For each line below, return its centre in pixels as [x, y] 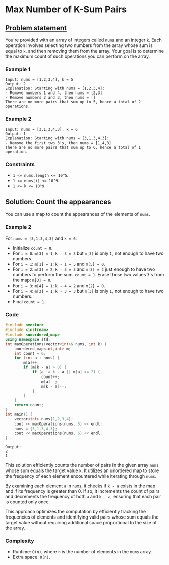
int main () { [19, 414]
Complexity [20, 541]
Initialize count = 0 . [33, 248]
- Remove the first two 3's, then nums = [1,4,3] [59, 143]
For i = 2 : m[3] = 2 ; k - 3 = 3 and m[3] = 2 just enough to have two [84, 269]
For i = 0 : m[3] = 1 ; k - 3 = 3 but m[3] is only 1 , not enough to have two [88, 253]
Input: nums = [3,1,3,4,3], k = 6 [42, 129]
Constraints [20, 164]
